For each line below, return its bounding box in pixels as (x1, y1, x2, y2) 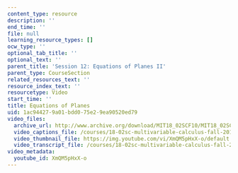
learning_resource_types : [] (7, 37, 93, 44)
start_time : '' (7, 96, 52, 103)
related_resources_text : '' (7, 76, 91, 83)
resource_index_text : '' (7, 83, 81, 90)
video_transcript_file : (13, 142, 84, 149)
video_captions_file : (13, 129, 78, 136)
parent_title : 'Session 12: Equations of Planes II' (7, 63, 166, 70)
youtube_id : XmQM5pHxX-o (13, 155, 87, 162)
